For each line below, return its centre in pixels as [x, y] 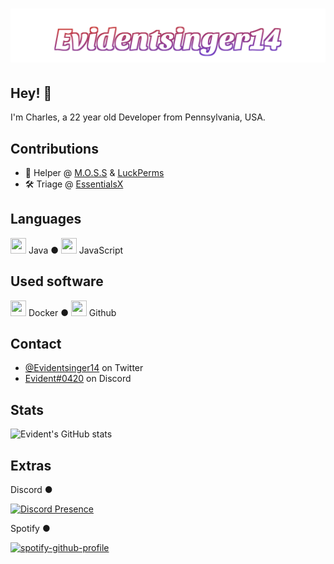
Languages [46, 219]
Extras [31, 465]
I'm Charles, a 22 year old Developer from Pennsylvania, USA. [138, 117]
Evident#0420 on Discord [78, 379]
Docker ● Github [72, 312]
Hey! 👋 [31, 93]
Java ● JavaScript [76, 250]
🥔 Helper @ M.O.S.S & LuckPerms [94, 172]
